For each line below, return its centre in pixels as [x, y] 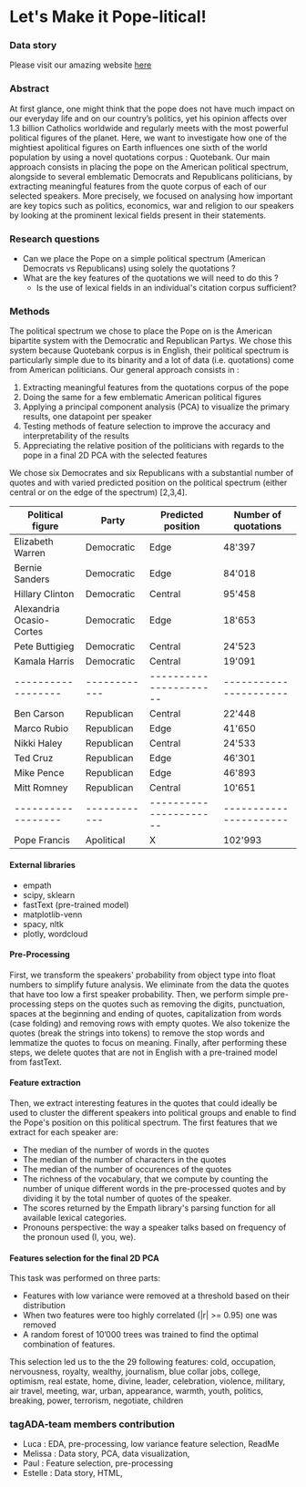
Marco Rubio [41, 728]
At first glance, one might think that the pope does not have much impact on [153, 108]
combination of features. [69, 1344]
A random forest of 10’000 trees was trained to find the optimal [141, 1335]
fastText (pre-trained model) [76, 904]
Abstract [30, 88]
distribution [44, 1306]
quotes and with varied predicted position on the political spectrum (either [148, 483]
